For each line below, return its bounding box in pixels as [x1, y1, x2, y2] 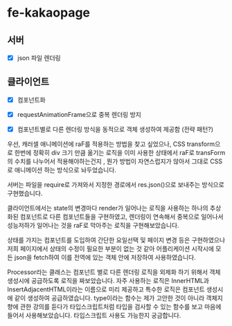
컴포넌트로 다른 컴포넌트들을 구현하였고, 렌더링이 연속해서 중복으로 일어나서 [19, 212, 224, 221]
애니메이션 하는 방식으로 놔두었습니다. [14, 166, 116, 174]
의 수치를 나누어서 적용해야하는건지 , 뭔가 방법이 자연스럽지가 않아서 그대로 [7, 157, 209, 165]
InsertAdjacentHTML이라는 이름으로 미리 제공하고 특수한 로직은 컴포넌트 [7, 285, 206, 293]
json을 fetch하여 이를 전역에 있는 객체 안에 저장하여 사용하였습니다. [14, 253, 196, 262]
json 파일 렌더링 [17, 54, 61, 62]
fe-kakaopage [7, 5, 91, 21]
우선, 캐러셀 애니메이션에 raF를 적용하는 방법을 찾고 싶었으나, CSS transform [7, 140, 215, 148]
